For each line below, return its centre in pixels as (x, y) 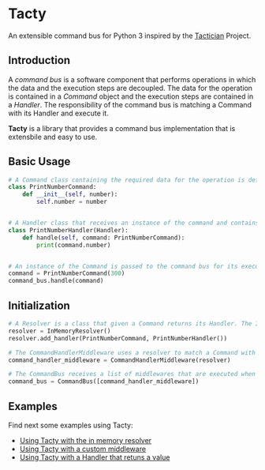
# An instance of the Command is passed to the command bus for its (123, 266)
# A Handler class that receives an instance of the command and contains (134, 223)
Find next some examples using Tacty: (71, 425)
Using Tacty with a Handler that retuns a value (95, 457)
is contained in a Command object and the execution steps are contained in (131, 96)
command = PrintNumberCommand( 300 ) (67, 273)
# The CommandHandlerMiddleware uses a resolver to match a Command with (132, 352)
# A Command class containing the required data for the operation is (127, 180)
